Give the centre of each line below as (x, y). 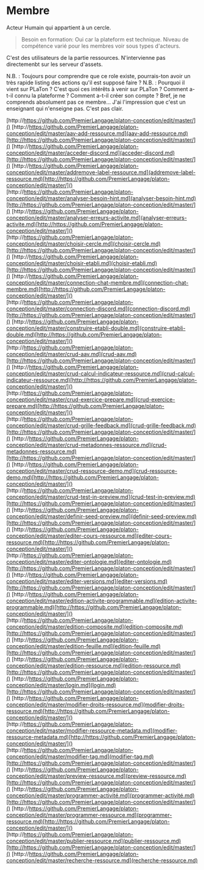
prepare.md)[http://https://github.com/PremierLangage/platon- (85, 406)
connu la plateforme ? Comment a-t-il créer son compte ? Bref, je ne (100, 95)
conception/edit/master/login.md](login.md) (61, 685)
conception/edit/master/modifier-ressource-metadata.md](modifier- (92, 730)
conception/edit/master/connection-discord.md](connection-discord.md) (98, 309)
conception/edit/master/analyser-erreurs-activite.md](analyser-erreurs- (97, 217)
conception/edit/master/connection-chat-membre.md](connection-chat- (97, 282)
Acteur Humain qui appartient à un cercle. (59, 27)
